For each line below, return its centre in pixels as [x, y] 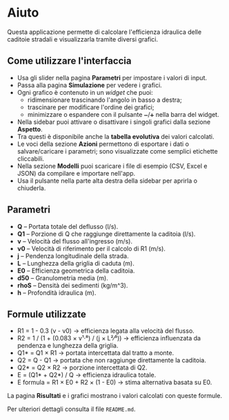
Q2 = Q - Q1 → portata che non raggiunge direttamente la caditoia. [112, 360]
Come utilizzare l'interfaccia [69, 61]
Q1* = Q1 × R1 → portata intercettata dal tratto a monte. [96, 353]
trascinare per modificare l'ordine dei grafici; [91, 107]
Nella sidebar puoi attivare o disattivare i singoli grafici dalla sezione [114, 122]
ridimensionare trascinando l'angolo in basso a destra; [104, 100]
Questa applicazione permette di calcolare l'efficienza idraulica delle [104, 32]
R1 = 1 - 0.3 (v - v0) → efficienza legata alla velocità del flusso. [106, 331]
